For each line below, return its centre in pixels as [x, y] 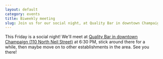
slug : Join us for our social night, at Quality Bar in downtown [72, 23]
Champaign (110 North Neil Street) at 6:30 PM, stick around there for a [75, 42]
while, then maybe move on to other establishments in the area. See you [77, 47]
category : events [23, 14]
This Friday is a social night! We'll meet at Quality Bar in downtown [71, 37]
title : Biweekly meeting [30, 18]
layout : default [21, 9]
